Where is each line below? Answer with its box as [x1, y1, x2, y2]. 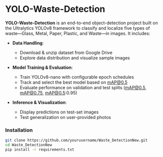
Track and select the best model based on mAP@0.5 [19, 79, 128, 85]
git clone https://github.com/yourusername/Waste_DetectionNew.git [5, 138, 148, 143]
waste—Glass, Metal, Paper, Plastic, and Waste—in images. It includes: [5, 30, 151, 36]
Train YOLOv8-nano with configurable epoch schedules [19, 74, 134, 80]
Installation [5, 126, 33, 133]
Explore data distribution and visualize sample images [19, 54, 130, 60]
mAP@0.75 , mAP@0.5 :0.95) [19, 90, 78, 96]
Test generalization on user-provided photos [19, 114, 111, 120]
